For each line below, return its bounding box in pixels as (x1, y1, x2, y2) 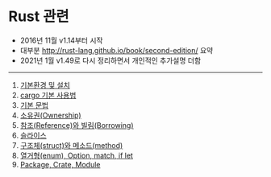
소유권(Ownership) (19, 110, 82, 120)
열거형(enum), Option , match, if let (19, 150, 133, 160)
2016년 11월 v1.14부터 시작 (19, 35, 103, 45)
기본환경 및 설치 (19, 80, 70, 89)
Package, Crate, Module (19, 159, 101, 169)
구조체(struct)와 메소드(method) (19, 140, 123, 150)
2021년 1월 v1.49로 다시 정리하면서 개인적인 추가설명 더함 (19, 56, 202, 65)
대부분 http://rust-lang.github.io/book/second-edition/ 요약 (19, 45, 214, 55)
